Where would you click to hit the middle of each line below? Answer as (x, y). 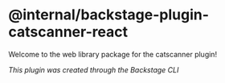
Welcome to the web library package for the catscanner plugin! (113, 54)
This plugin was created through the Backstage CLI (94, 69)
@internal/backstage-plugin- (109, 15)
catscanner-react (68, 32)
